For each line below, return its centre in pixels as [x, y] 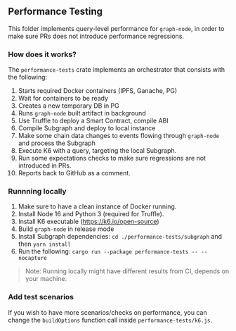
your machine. [46, 279]
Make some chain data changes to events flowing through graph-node [119, 136]
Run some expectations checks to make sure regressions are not [112, 158]
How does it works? [42, 54]
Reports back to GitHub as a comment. [74, 173]
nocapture [33, 258]
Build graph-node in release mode [66, 229]
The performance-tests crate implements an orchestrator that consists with [117, 70]
